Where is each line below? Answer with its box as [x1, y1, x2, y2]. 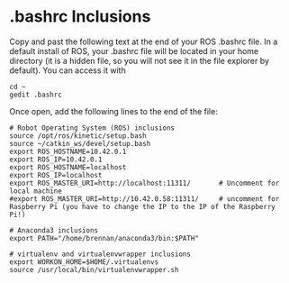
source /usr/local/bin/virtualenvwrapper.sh [9, 265, 179, 274]
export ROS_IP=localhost [9, 170, 103, 179]
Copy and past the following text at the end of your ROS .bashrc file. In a [9, 36, 278, 47]
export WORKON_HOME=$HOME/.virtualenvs [9, 257, 159, 267]
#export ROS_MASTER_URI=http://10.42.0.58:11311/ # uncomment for [9, 194, 280, 204]
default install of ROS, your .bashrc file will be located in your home [9, 45, 259, 56]
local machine [9, 187, 63, 196]
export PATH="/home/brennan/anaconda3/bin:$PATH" [9, 233, 200, 242]
